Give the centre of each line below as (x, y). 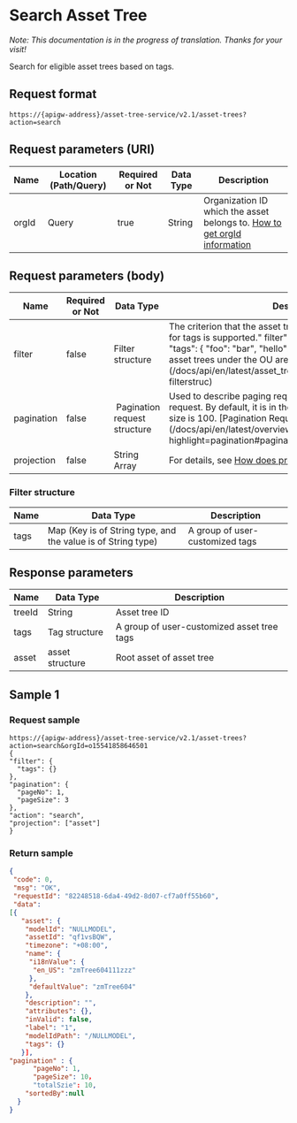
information (227, 244)
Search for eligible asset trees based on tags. (92, 66)
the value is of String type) (103, 541)
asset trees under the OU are (228, 360)
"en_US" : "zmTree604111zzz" (84, 970)
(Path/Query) (78, 185)
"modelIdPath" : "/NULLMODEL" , (81, 1035)
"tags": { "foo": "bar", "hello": (229, 348)
